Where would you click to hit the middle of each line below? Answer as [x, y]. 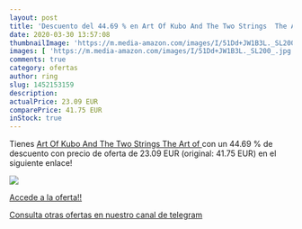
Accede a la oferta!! [46, 197]
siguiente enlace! [41, 163]
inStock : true [36, 118]
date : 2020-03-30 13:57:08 [60, 34]
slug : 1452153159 [42, 85]
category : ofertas [44, 69]
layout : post [34, 18]
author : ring [34, 77]
